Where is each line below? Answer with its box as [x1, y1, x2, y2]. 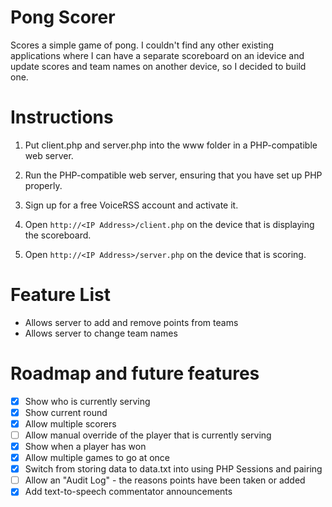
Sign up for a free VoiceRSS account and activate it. [24, 199, 239, 211]
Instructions [10, 106, 114, 129]
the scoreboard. [24, 229, 92, 241]
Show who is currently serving [24, 395, 151, 407]
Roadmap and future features [10, 362, 260, 385]
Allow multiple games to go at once [24, 452, 171, 464]
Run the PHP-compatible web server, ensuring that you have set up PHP [24, 169, 323, 181]
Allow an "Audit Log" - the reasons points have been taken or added [24, 474, 306, 486]
